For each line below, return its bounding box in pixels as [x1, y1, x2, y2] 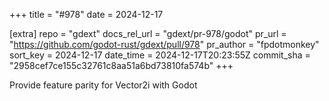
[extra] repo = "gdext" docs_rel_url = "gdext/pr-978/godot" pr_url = [9, 28, 287, 39]
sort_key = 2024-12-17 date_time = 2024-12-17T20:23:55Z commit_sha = [9, 49, 311, 61]
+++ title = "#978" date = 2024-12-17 [9, 9, 164, 20]
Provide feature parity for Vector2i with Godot [9, 79, 198, 91]
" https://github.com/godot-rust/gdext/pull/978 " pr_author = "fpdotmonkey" [9, 39, 320, 50]
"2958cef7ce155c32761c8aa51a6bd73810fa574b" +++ [9, 60, 234, 71]
